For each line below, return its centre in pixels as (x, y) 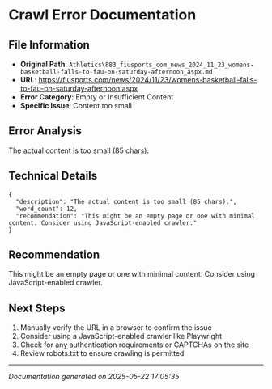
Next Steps (37, 308)
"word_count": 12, (47, 209)
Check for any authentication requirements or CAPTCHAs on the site (134, 345)
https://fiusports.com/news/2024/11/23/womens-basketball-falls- (148, 80)
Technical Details (53, 176)
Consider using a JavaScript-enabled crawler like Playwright (121, 336)
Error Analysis (45, 131)
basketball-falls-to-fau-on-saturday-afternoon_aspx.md (116, 72)
